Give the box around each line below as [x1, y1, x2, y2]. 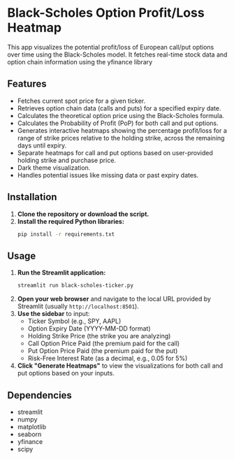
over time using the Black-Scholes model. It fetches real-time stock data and [7, 50, 228, 59]
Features [7, 78, 47, 90]
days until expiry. [17, 141, 67, 150]
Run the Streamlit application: [17, 268, 106, 277]
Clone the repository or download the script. [17, 210, 149, 218]
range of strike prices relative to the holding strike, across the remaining [17, 134, 225, 142]
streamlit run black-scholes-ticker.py [17, 282, 134, 289]
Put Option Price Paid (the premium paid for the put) [27, 347, 178, 355]
